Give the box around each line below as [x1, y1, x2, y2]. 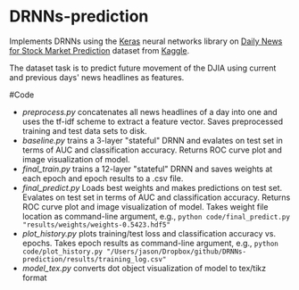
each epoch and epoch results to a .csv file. [21, 172, 184, 184]
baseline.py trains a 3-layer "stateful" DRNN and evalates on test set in [21, 135, 283, 145]
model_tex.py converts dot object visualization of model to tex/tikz [21, 262, 266, 273]
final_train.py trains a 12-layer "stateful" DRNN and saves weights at [21, 163, 273, 174]
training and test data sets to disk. [21, 125, 147, 136]
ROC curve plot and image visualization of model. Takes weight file [21, 201, 269, 211]
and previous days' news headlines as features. [9, 71, 185, 82]
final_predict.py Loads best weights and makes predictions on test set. [21, 182, 283, 193]
